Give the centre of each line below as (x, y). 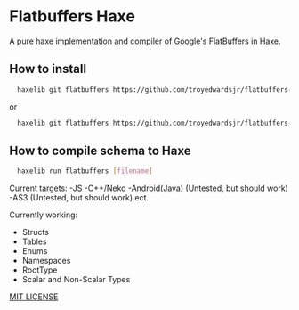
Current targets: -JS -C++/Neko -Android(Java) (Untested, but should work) (149, 188)
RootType (40, 270)
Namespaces (46, 261)
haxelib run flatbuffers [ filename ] (85, 171)
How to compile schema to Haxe (100, 150)
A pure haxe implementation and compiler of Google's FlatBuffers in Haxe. (145, 41)
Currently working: (44, 215)
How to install (48, 69)
